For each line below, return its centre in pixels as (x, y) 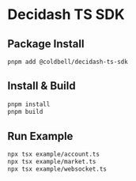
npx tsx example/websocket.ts (57, 169)
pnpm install (29, 104)
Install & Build (42, 86)
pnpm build (25, 111)
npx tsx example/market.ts (52, 162)
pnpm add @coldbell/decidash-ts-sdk (68, 62)
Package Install (46, 44)
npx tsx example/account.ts (54, 155)
